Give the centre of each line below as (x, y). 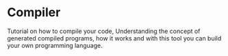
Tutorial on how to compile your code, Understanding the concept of (104, 31)
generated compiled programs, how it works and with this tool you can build (114, 38)
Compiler (34, 12)
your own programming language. (55, 45)
